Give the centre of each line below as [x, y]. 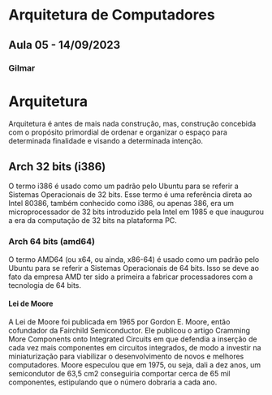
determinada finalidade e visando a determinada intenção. [106, 141]
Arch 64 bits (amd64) [52, 242]
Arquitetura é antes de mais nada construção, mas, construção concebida [132, 124]
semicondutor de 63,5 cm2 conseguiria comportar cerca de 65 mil [119, 373]
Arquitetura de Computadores [112, 15]
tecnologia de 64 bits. [45, 285]
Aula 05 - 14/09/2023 [65, 45]
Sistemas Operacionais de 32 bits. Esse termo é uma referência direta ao [130, 195]
